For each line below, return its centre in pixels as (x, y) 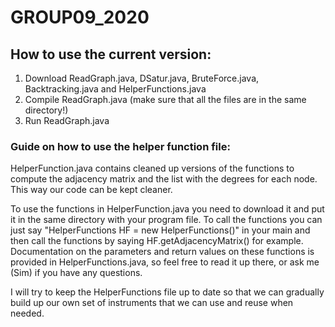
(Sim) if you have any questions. (76, 273)
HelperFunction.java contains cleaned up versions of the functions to (152, 168)
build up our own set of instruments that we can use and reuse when (152, 303)
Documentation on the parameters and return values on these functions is (162, 252)
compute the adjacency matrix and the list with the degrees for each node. (164, 179)
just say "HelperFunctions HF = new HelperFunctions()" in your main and (160, 230)
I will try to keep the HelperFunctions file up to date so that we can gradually (167, 292)
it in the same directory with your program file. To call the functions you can (166, 220)
